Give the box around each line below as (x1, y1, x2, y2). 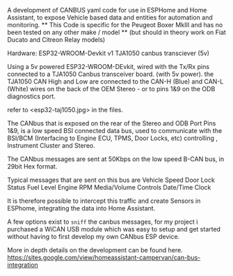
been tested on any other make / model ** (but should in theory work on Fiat (7, 28, 226, 36)
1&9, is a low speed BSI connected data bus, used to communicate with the (7, 127, 223, 135)
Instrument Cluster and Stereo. (7, 141, 95, 149)
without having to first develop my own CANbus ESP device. (7, 233, 180, 240)
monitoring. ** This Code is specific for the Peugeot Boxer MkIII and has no (7, 21, 223, 29)
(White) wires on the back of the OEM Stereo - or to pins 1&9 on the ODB (7, 85, 216, 93)
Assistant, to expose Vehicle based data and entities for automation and (7, 13, 214, 22)
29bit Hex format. (7, 162, 58, 170)
